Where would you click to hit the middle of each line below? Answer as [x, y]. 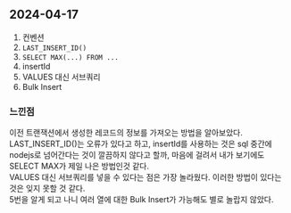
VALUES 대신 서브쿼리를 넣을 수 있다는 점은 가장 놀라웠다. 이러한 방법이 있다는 [145, 177]
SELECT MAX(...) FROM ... [70, 57]
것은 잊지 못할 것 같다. [47, 188]
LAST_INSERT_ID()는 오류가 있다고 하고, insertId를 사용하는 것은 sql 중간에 [141, 144]
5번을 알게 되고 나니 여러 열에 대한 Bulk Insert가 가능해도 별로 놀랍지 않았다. [141, 200]
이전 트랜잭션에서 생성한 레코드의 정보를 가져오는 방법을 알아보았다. [126, 133]
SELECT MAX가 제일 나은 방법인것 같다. [79, 166]
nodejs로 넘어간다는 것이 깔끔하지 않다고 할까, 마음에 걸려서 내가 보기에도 [137, 155]
